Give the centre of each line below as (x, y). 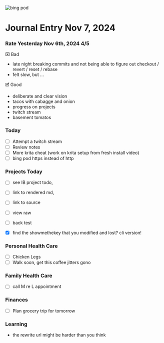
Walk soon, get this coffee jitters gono (51, 262)
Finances (17, 300)
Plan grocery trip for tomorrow (44, 310)
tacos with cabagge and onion (43, 101)
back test (22, 222)
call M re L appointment (37, 286)
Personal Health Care (32, 246)
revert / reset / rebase (35, 69)
